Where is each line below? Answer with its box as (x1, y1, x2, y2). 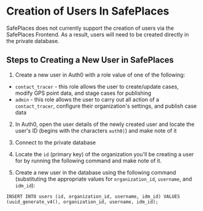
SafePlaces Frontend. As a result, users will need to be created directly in (6, 30, 189, 38)
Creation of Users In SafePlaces (6, 4, 170, 18)
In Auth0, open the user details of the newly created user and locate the (15, 120, 195, 128)
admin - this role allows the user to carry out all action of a (15, 95, 159, 103)
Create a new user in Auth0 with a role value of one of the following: (15, 71, 185, 78)
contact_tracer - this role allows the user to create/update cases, (15, 83, 179, 90)
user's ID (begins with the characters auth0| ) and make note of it (15, 126, 177, 134)
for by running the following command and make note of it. (15, 157, 162, 164)
